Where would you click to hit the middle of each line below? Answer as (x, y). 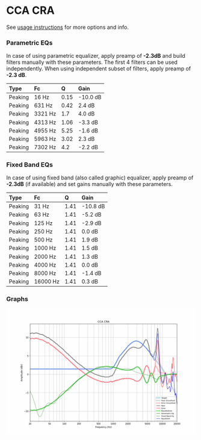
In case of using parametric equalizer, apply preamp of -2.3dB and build (96, 56)
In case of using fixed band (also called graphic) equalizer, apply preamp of (100, 178)
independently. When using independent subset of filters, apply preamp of (99, 69)
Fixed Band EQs (29, 164)
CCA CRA (31, 11)
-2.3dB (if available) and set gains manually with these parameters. (89, 184)
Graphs (17, 299)
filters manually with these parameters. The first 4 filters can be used (92, 62)
